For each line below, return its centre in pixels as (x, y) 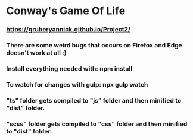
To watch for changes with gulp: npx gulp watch (77, 84)
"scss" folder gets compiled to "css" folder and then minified (97, 124)
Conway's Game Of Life (66, 11)
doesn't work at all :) (36, 53)
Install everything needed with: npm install (69, 68)
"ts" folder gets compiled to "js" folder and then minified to (94, 100)
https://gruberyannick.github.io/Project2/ (69, 30)
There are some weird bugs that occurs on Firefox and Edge (94, 46)
